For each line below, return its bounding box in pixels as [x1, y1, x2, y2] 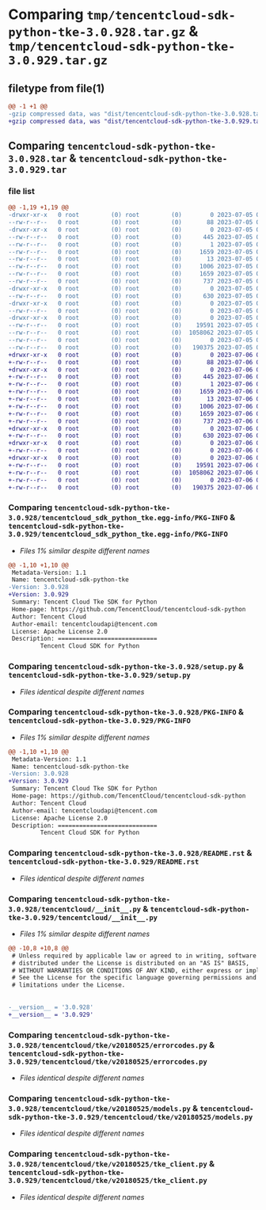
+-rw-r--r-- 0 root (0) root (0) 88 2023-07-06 [8, 358, 253, 366]
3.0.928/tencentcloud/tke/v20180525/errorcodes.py [8, 1041, 207, 1050]
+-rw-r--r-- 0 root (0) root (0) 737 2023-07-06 [8, 417, 253, 425]
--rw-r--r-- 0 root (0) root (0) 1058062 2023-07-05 [8, 329, 253, 337]
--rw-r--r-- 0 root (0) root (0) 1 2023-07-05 [8, 240, 253, 249]
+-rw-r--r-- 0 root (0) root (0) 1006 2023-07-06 [8, 402, 253, 410]
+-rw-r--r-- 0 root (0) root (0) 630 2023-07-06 [8, 432, 253, 440]
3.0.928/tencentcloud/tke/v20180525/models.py [8, 1104, 192, 1113]
